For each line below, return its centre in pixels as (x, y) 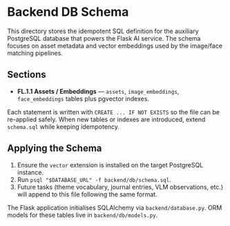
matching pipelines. (35, 53)
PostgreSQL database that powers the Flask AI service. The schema (104, 38)
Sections (27, 75)
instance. (30, 172)
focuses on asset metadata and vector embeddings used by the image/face (115, 45)
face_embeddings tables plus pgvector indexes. (83, 99)
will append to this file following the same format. (87, 194)
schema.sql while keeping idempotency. (63, 126)
